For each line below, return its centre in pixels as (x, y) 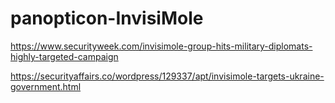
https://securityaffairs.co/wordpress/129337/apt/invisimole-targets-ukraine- (167, 76)
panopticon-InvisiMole (107, 18)
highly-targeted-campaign (64, 56)
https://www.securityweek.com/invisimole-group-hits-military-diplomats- (161, 46)
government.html (46, 86)
